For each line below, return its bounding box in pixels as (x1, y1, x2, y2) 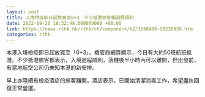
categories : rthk (6, 32, 51, 38)
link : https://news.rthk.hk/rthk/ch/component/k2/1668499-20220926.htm (6, 25, 193, 32)
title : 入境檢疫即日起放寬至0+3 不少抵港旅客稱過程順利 (6, 15, 135, 21)
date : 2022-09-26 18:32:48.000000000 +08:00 (6, 20, 122, 26)
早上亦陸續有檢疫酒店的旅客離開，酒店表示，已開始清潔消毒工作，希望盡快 (6, 77, 194, 84)
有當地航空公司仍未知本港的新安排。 (6, 64, 98, 72)
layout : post (6, 8, 40, 15)
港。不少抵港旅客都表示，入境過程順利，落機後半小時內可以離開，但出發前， (6, 56, 199, 64)
